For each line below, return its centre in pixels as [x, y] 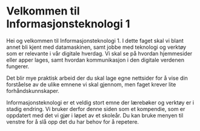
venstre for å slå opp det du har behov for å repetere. [73, 121]
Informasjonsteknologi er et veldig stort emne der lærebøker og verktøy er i [100, 102]
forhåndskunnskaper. [33, 91]
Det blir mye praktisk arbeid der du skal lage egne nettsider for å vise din [97, 78]
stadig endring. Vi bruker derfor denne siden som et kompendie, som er [96, 109]
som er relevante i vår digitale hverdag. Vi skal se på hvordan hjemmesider [99, 53]
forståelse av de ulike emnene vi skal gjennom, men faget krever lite [91, 84]
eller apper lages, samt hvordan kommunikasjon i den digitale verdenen [95, 60]
